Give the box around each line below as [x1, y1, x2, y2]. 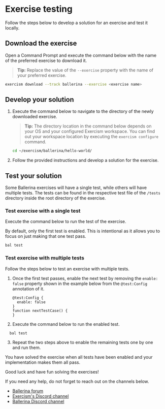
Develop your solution [5, 95, 74, 104]
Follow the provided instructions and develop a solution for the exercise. [12, 157, 159, 163]
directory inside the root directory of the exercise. [5, 195, 106, 201]
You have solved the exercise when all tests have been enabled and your [5, 354, 153, 360]
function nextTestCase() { [12, 308, 68, 313]
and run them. [12, 345, 41, 350]
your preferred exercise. [17, 72, 66, 78]
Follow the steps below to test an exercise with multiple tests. [5, 266, 130, 272]
